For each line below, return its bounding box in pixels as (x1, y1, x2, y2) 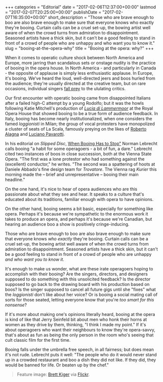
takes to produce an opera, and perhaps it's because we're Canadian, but (5, 216, 152, 222)
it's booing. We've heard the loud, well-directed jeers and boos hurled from (5, 75, 156, 81)
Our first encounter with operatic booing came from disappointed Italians (5, 95, 151, 101)
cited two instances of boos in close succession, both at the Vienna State (5, 151, 152, 157)
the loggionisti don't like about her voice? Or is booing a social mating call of (5, 292, 158, 298)
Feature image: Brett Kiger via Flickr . (16, 371, 90, 377)
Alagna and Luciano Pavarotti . (5, 131, 65, 137)
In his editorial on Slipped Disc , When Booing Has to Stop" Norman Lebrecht (5, 141, 158, 146)
